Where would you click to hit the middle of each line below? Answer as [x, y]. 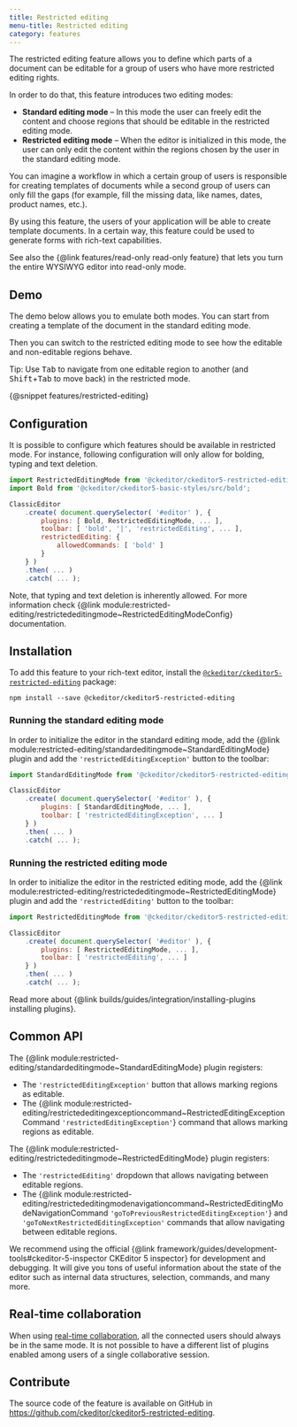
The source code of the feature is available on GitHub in [111, 1403]
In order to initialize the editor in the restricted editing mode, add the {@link [146, 882]
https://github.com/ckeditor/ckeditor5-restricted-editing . [112, 1413]
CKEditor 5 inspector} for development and [187, 1258]
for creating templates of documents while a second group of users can [140, 186]
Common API [46, 1037]
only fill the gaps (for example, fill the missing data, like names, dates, [136, 195]
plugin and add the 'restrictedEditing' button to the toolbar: [122, 900]
